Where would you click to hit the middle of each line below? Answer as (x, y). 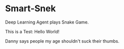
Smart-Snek (30, 9)
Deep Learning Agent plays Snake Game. (47, 22)
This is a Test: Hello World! (32, 31)
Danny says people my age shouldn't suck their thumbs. (62, 41)
